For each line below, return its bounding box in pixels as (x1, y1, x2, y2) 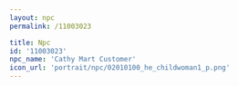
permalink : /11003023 (9, 22, 92, 31)
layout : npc (9, 13, 55, 23)
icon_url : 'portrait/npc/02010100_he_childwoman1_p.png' (9, 63, 231, 72)
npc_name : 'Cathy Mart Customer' (9, 55, 137, 64)
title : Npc (9, 38, 51, 47)
